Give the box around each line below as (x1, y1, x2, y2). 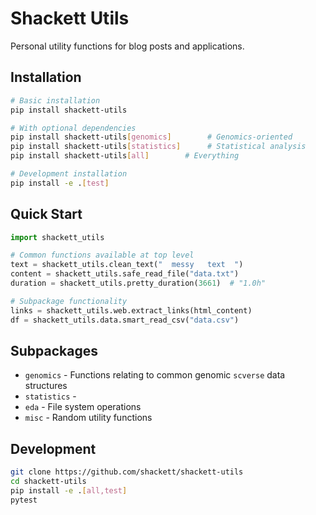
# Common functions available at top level (10, 250, 195, 261)
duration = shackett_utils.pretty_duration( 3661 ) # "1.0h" (10, 278, 267, 289)
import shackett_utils (10, 232, 105, 242)
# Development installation (10, 169, 128, 179)
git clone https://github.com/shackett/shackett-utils (10, 467, 244, 477)
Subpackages (10, 342, 98, 359)
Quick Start (10, 206, 83, 223)
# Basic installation (10, 95, 101, 106)
